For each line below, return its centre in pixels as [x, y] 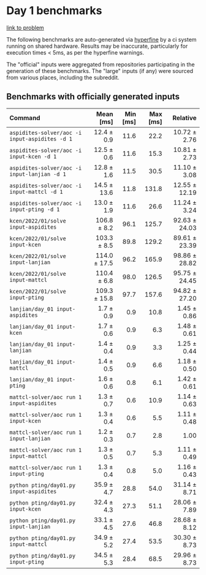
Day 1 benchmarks [54, 11]
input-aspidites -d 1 [41, 139]
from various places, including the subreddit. [63, 77]
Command [25, 118]
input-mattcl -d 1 [36, 192]
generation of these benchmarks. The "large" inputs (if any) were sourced [100, 70]
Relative [185, 118]
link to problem [25, 28]
